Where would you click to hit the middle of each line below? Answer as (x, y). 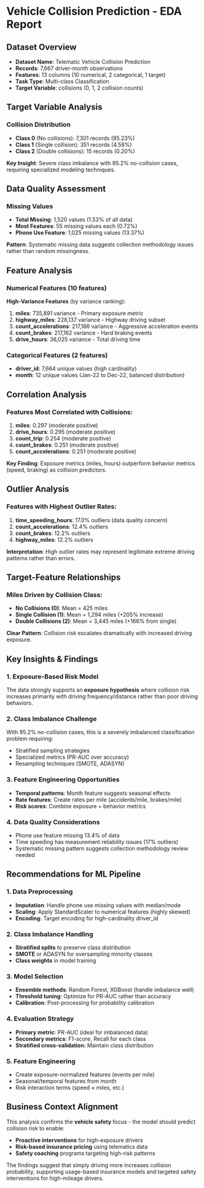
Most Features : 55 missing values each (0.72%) (76, 226)
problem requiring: (30, 739)
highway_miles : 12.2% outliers (54, 539)
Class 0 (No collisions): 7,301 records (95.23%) (75, 138)
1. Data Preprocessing (40, 892)
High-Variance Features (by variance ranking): (66, 302)
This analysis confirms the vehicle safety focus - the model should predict (101, 1122)
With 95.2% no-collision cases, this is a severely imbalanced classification (100, 732)
